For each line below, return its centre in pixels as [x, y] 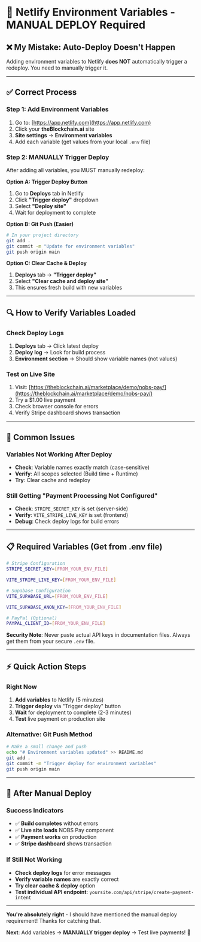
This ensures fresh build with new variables [68, 288]
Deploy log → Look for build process [60, 353]
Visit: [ [23, 387]
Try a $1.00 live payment [45, 400]
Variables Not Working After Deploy [59, 454]
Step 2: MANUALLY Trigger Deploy [58, 157]
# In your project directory [42, 235]
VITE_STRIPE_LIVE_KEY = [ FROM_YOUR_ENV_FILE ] [61, 580]
